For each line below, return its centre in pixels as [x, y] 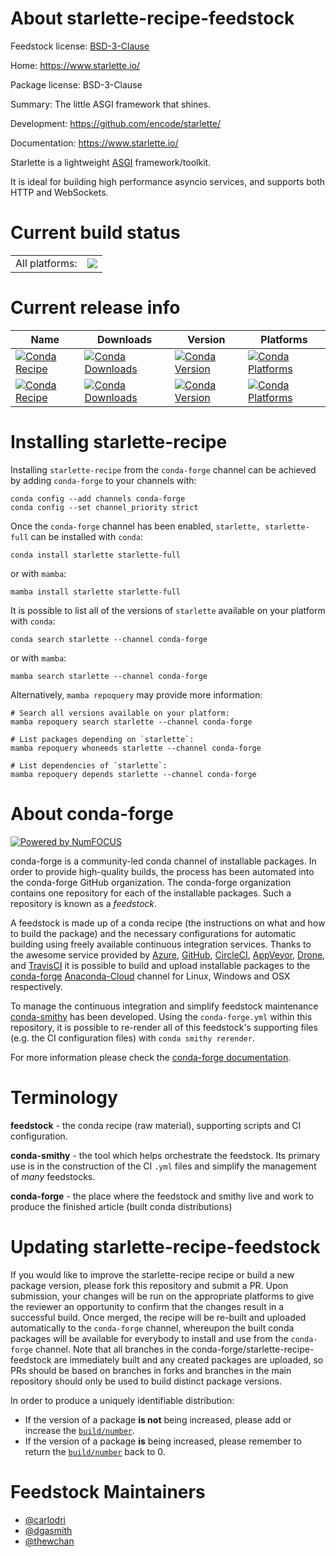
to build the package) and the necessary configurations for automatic [153, 933]
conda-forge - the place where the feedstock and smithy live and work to [162, 1196]
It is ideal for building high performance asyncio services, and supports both [168, 181]
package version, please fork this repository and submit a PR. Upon [149, 1285]
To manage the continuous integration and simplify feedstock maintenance [164, 1006]
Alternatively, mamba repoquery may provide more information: [136, 694]
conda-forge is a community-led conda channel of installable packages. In [163, 861]
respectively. [36, 986]
